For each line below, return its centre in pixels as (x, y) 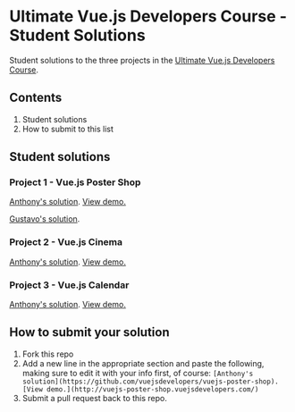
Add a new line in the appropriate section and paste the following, (143, 363)
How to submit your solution (89, 332)
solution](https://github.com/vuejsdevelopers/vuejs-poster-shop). (150, 382)
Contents (36, 98)
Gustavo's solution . (45, 219)
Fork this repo (48, 354)
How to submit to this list (68, 129)
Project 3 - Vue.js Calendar (69, 285)
